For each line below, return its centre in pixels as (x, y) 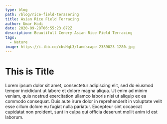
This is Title (30, 71)
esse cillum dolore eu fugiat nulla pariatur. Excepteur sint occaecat (74, 106)
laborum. (14, 117)
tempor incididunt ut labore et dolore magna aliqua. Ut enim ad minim (76, 91)
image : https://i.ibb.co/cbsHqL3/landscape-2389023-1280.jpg (70, 47)
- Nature (19, 42)
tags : (11, 38)
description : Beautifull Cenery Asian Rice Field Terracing (69, 33)
